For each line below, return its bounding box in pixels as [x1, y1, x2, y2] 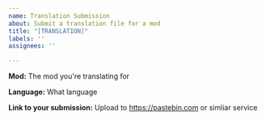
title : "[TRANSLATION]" [8, 27, 89, 35]
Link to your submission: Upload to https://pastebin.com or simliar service [8, 103, 258, 113]
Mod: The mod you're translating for [8, 71, 130, 81]
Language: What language [8, 87, 98, 97]
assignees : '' [8, 42, 57, 50]
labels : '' [8, 34, 45, 43]
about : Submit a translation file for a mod [8, 19, 161, 28]
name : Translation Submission [8, 11, 111, 20]
